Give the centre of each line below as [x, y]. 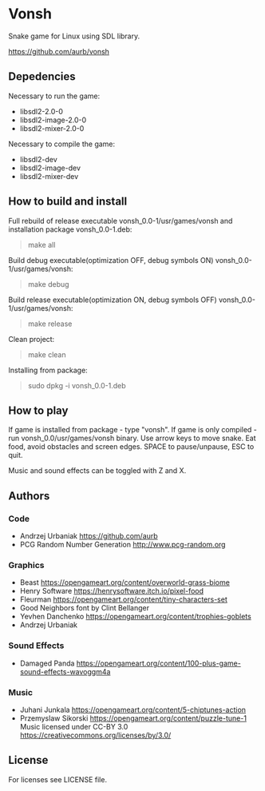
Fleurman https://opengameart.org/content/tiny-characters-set [123, 599]
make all [42, 244]
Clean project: [32, 339]
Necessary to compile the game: [62, 144]
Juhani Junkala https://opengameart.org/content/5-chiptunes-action [132, 710]
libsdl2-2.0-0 [42, 111]
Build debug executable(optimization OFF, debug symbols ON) [111, 260]
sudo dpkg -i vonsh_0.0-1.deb [77, 385]
